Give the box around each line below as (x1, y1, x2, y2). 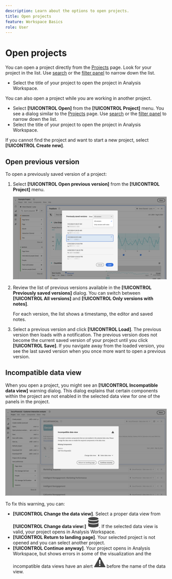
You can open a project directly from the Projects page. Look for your (5, 64, 152, 70)
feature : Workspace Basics (5, 19, 63, 24)
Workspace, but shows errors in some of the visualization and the (12, 550, 152, 556)
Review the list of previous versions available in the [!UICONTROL (12, 284, 152, 291)
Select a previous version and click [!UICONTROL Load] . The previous (12, 326, 161, 332)
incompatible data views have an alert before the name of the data (12, 563, 166, 569)
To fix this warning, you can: (5, 500, 65, 506)
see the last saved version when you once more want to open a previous (12, 348, 166, 354)
